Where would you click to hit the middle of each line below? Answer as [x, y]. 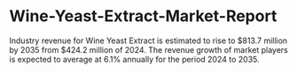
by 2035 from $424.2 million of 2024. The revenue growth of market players [148, 49]
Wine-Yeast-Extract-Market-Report [143, 16]
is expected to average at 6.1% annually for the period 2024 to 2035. [134, 59]
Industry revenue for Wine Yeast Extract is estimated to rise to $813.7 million [148, 40]
